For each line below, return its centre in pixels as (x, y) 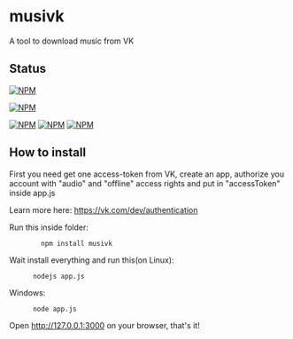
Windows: (27, 292)
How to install (48, 153)
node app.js (54, 309)
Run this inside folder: (49, 227)
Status (28, 69)
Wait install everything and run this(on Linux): (92, 260)
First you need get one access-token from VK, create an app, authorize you (147, 174)
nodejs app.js (59, 276)
